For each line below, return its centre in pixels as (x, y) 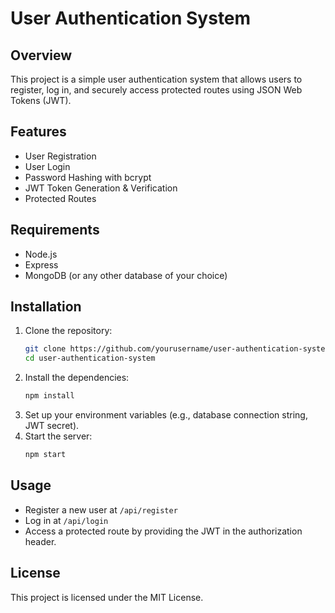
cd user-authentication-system (90, 358)
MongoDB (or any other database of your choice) (126, 275)
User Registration (60, 156)
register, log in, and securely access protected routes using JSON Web (156, 90)
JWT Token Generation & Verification (101, 188)
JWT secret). (52, 426)
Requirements (55, 230)
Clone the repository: (68, 331)
